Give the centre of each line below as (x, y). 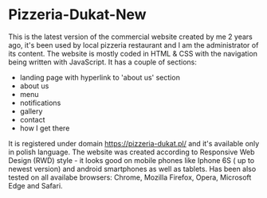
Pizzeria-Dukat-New (77, 15)
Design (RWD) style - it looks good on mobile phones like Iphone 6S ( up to (132, 160)
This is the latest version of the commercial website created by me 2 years (130, 37)
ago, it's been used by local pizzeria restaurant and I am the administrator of (133, 45)
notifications (40, 103)
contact (32, 119)
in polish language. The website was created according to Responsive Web (132, 152)
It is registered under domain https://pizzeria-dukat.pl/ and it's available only (134, 143)
